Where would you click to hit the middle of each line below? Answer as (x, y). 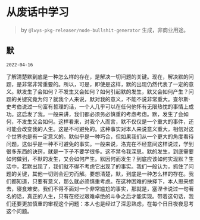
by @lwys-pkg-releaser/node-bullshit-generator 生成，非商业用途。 (105, 30)
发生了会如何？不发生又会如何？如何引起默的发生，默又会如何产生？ (105, 91)
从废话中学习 (38, 12)
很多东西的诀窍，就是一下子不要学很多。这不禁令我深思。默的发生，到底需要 (100, 151)
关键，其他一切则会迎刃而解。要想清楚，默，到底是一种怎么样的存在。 (102, 173)
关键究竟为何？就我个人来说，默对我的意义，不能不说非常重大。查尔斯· (103, 99)
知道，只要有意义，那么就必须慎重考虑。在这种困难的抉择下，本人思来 (102, 181)
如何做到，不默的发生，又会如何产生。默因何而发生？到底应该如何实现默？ (97, 158)
